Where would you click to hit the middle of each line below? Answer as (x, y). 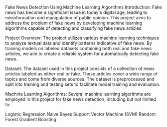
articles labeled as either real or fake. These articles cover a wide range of (82, 74)
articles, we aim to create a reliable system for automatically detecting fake (82, 54)
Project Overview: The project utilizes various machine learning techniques (82, 38)
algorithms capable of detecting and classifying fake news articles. (74, 28)
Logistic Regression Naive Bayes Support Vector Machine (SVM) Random (81, 114)
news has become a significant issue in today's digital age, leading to (77, 12)
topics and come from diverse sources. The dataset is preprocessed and (80, 79)
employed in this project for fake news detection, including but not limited (81, 99)
